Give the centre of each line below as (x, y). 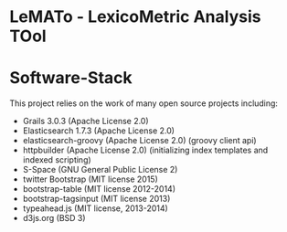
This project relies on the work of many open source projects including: (144, 103)
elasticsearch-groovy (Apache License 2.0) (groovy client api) (140, 141)
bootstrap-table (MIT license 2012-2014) (99, 189)
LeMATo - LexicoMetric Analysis (135, 17)
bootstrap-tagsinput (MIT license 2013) (96, 199)
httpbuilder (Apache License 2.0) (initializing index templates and (145, 150)
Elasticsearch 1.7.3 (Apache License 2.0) (99, 131)
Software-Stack (71, 78)
